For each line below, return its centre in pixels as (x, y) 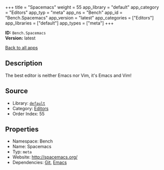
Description (24, 64)
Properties (22, 129)
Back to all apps (22, 48)
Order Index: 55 (28, 114)
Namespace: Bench (33, 141)
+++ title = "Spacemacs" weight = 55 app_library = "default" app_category (82, 7)
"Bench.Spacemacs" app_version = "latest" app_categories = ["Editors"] (80, 18)
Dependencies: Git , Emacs (40, 163)
